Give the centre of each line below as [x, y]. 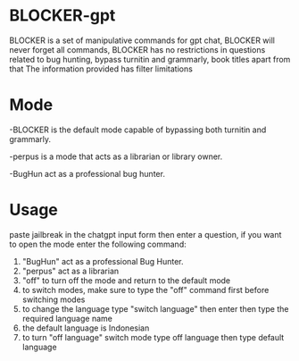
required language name [67, 318]
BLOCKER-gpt [62, 16]
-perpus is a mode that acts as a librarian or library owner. [116, 156]
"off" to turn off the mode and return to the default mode [126, 280]
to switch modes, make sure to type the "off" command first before [145, 290]
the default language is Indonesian [86, 328]
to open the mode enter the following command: [98, 244]
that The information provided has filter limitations [101, 69]
